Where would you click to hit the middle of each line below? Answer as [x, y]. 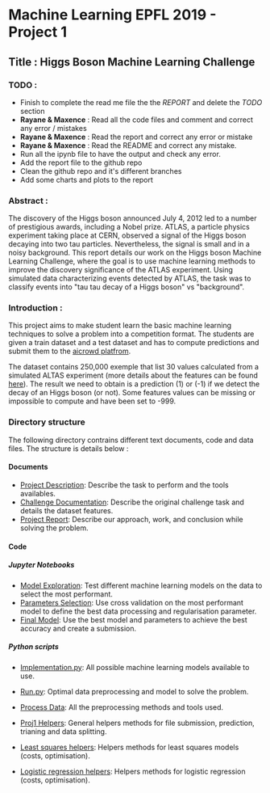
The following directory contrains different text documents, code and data [131, 440]
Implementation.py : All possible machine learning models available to [135, 667]
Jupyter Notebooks [42, 565]
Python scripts [33, 647]
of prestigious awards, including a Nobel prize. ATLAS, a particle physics [129, 227]
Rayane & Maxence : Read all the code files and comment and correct [137, 120]
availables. [38, 493]
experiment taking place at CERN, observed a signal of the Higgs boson [127, 235]
